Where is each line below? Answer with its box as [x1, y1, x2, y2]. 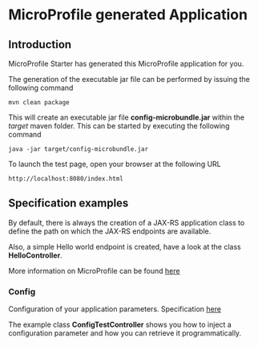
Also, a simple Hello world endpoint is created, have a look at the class [8, 242, 242, 251]
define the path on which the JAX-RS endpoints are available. [8, 226, 212, 236]
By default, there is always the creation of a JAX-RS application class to [8, 218, 245, 227]
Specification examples [8, 197, 129, 210]
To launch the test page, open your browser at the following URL [8, 159, 222, 169]
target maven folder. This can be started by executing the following [8, 121, 230, 130]
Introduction [8, 38, 72, 51]
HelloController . [8, 250, 62, 260]
